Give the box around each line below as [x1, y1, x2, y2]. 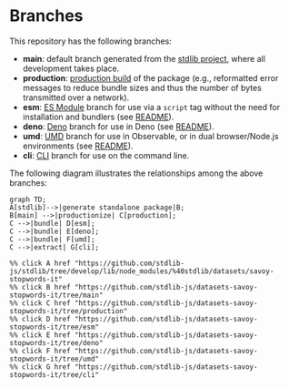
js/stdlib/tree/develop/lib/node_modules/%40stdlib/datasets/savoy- [9, 266, 274, 276]
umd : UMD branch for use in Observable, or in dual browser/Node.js [22, 130, 279, 141]
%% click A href [9, 259, 71, 268]
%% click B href [9, 282, 71, 291]
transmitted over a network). [22, 92, 130, 103]
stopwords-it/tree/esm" [9, 322, 100, 332]
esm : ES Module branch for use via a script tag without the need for [22, 101, 280, 112]
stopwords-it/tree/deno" [9, 338, 104, 347]
